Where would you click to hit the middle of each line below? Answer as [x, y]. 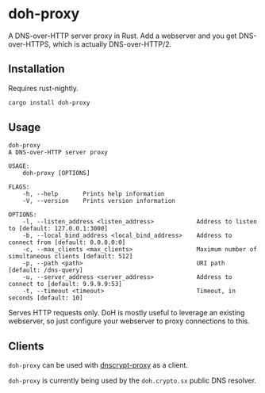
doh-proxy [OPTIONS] [56, 174]
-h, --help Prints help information [94, 194]
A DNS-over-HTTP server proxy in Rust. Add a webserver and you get [123, 36]
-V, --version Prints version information [99, 201]
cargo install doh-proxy [49, 103]
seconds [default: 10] [46, 298]
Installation [36, 69]
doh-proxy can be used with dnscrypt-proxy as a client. [98, 365]
